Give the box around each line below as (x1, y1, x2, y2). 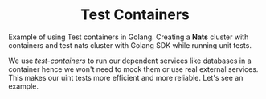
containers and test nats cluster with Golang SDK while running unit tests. (8, 40, 252, 49)
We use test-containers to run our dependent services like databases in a (8, 56, 252, 65)
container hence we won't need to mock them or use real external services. (8, 64, 259, 73)
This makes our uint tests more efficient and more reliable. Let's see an (8, 73, 243, 82)
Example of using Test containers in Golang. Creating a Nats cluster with (8, 32, 249, 42)
